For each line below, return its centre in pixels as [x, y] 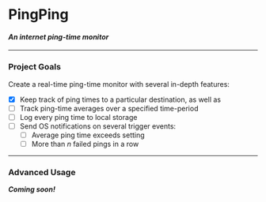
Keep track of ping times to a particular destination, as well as [120, 99]
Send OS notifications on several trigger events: [98, 126]
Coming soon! [32, 189]
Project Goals [35, 67]
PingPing [38, 15]
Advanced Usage [42, 172]
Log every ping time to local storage [78, 117]
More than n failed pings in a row [85, 144]
